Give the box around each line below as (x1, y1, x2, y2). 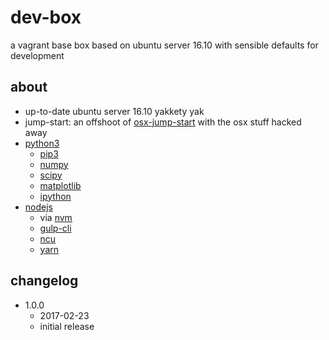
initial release (39, 320, 95, 332)
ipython (39, 190, 72, 202)
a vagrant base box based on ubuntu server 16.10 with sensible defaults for (10, 39, 319, 51)
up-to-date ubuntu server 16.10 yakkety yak (24, 105, 205, 117)
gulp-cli (39, 222, 72, 234)
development (10, 49, 65, 61)
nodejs (24, 201, 53, 213)
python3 (24, 137, 60, 149)
